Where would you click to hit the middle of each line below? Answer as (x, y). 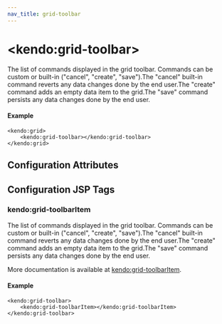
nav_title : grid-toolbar (44, 14)
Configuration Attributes (63, 165)
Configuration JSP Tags (61, 189)
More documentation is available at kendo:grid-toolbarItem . (95, 269)
